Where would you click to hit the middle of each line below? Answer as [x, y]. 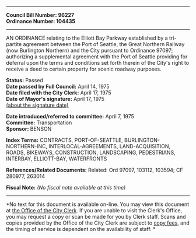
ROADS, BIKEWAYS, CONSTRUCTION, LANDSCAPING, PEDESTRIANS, [91, 153]
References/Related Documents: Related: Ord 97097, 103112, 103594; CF [95, 170]
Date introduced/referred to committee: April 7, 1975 [70, 116]
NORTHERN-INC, [27, 146]
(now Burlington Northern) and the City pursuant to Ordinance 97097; [90, 50]
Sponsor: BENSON [29, 129]
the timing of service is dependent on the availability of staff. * [81, 229]
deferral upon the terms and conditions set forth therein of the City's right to [98, 63]
